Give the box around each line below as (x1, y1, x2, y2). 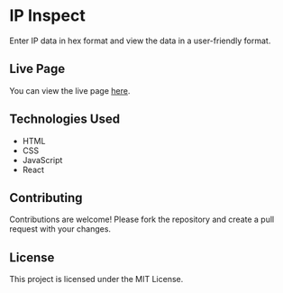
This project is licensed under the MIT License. (9, 274, 184, 285)
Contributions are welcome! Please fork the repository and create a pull (9, 214, 275, 225)
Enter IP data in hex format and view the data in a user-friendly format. (9, 35, 271, 46)
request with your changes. (9, 224, 111, 234)
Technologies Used (9, 112, 120, 127)
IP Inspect (9, 5, 86, 26)
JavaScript (22, 154, 63, 165)
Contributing (9, 190, 83, 206)
